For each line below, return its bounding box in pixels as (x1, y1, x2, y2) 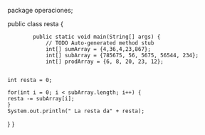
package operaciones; (7, 6, 73, 14)
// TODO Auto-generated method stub (45, 40, 154, 47)
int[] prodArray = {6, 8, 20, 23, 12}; (45, 58, 164, 65)
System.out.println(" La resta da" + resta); (7, 107, 144, 115)
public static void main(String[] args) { (33, 33, 161, 40)
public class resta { (7, 20, 64, 28)
